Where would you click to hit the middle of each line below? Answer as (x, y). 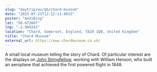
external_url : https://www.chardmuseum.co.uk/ (53, 41)
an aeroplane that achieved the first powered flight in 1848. (64, 64)
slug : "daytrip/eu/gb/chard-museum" (42, 9)
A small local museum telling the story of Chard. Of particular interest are (78, 54)
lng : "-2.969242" (23, 27)
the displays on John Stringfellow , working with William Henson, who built (79, 59)
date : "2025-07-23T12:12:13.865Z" (40, 14)
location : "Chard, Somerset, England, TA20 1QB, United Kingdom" (72, 32)
